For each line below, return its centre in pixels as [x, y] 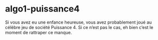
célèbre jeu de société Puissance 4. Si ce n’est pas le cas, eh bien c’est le [79, 27]
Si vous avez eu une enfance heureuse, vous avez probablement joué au [79, 22]
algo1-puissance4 [42, 9]
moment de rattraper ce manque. [39, 32]
